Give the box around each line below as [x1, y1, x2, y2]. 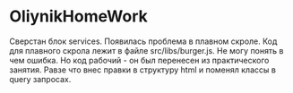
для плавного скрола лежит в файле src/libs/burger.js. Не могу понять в [9, 45, 284, 55]
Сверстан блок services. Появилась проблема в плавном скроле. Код [9, 36, 278, 46]
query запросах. [9, 73, 72, 84]
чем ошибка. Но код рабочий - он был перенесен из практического [9, 55, 270, 65]
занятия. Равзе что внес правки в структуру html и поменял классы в [9, 64, 276, 75]
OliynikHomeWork [9, 6, 148, 27]
